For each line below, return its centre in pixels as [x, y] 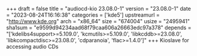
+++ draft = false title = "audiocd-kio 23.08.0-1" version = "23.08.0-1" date [99, 9]
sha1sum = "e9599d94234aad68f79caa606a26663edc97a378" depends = [99, 27]
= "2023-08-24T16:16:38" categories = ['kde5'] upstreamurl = [83, 15]
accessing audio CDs [32, 46]
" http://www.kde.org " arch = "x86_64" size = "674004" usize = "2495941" [98, 21]
